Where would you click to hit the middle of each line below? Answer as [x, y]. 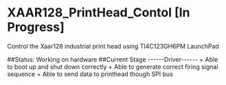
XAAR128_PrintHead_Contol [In [99, 13]
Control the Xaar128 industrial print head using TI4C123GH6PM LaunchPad [113, 46]
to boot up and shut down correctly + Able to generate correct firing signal [113, 66]
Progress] [36, 27]
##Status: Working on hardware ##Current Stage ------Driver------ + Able [113, 59]
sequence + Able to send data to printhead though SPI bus [90, 74]
